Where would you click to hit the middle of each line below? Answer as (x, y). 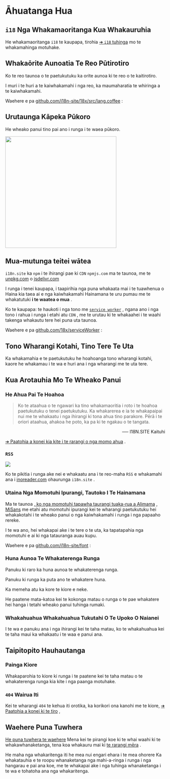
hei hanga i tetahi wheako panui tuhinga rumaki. (55, 605)
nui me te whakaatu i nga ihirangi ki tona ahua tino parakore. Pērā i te (90, 416)
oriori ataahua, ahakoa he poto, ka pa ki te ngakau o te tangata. (84, 422)
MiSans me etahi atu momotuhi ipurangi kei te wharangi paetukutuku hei (81, 509)
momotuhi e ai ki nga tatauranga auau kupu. (51, 535)
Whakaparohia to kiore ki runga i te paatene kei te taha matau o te (74, 676)
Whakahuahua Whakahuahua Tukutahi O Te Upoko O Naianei (82, 618)
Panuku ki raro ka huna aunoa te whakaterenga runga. (62, 569)
